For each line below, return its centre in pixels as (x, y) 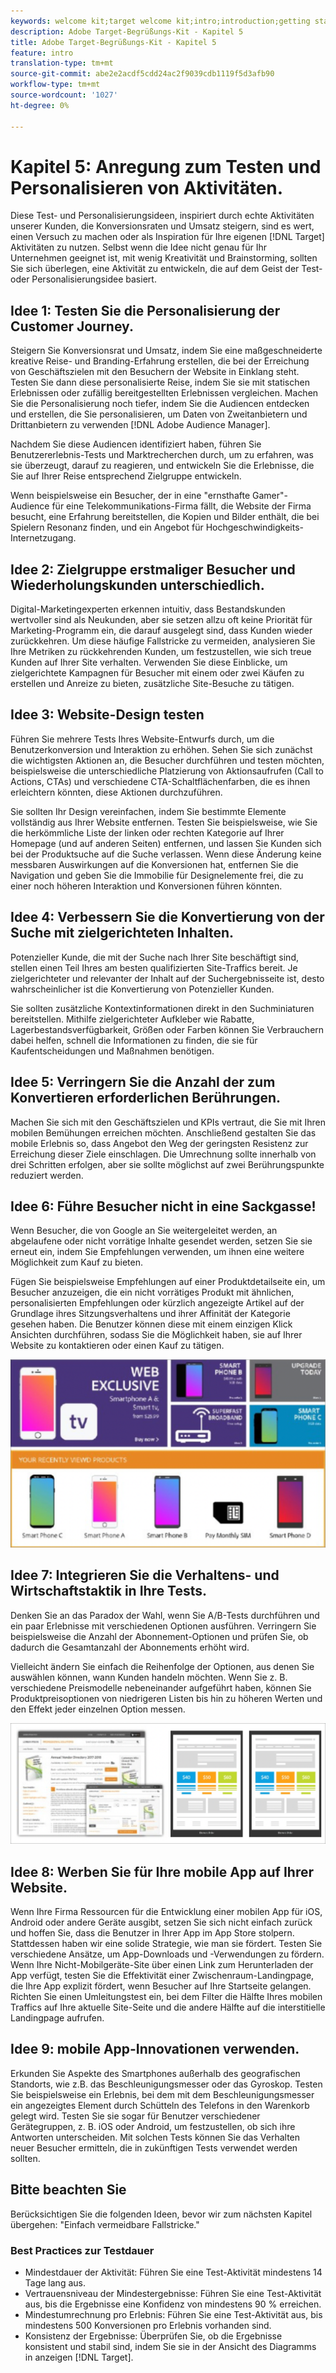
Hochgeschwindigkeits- (255, 527)
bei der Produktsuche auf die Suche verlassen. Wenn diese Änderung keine (166, 854)
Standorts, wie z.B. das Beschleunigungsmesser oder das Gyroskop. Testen (166, 2084)
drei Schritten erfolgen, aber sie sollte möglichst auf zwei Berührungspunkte (167, 1164)
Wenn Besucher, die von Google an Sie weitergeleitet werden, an (144, 1231)
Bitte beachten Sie (68, 2190)
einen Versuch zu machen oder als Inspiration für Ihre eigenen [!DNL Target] (167, 237)
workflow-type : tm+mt (55, 85)
